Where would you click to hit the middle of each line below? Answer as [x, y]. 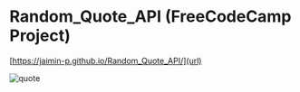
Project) [40, 36]
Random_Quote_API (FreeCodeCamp [150, 17]
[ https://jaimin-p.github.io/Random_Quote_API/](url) [106, 60]
